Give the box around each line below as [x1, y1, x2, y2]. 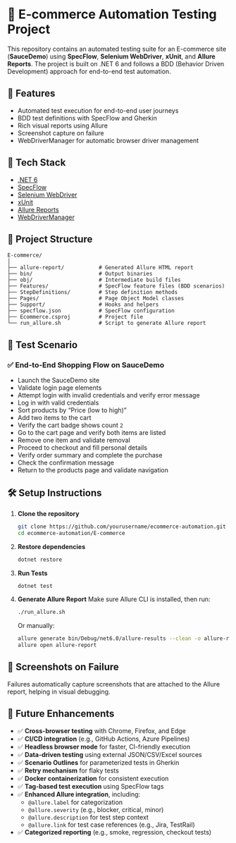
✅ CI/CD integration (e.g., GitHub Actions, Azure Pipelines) [17, 734, 190, 743]
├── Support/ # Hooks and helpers [7, 301, 159, 309]
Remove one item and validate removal [17, 436, 130, 445]
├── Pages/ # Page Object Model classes [7, 295, 185, 302]
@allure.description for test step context [27, 813, 149, 821]
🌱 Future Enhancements [7, 708, 115, 720]
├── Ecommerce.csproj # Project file [7, 314, 143, 321]
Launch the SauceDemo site [17, 376, 100, 385]
